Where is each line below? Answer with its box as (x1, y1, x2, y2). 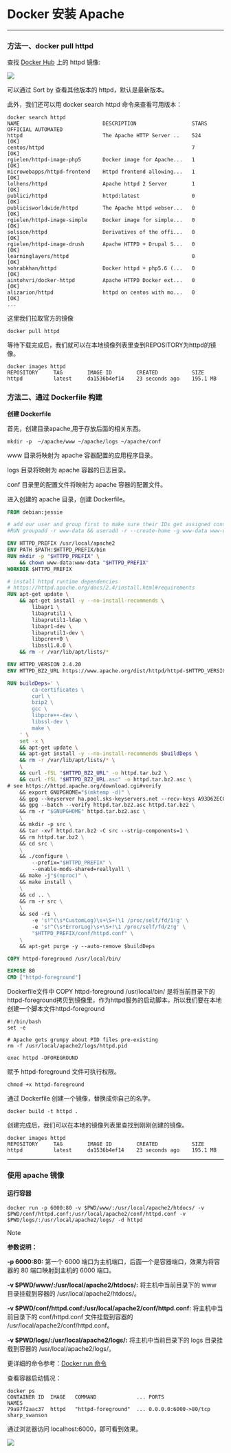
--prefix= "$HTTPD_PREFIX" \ (32, 859, 112, 866)
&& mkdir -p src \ (19, 821, 72, 828)
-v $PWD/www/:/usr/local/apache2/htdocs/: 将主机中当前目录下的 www (7, 1281, 217, 1290)
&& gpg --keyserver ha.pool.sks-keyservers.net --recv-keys (19, 795, 195, 802)
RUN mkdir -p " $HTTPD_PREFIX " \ (7, 552, 100, 559)
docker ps (7, 1387, 36, 1395)
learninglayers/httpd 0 (7, 253, 195, 260)
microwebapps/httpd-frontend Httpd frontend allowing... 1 (7, 168, 195, 176)
